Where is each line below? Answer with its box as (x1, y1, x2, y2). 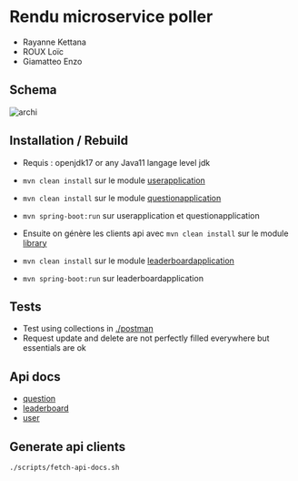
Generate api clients (9, 439, 125, 455)
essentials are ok (22, 343, 86, 353)
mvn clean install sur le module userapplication (22, 175, 206, 186)
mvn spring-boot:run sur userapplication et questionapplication (22, 210, 261, 220)
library (22, 237, 47, 248)
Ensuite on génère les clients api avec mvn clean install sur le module (22, 228, 289, 239)
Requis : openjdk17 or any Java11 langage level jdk (22, 157, 211, 168)
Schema (9, 82, 57, 97)
